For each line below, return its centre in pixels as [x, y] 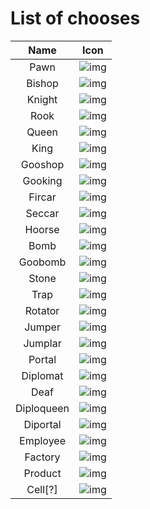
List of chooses [75, 18]
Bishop [42, 83]
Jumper [42, 327]
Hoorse [42, 229]
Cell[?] [42, 489]
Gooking [42, 180]
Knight [42, 99]
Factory [42, 457]
